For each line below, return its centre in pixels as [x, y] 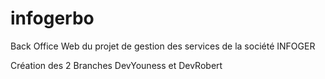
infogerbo [52, 18]
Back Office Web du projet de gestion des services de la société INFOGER [163, 46]
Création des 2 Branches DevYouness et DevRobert [116, 65]
